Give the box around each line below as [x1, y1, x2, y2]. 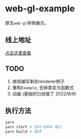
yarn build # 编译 [5, 129, 41, 134]
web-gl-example [5, 3, 75, 14]
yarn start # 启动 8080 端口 [5, 125, 62, 130]
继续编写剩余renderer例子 [12, 78, 65, 84]
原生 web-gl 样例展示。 [5, 20, 49, 26]
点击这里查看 [5, 50, 31, 56]
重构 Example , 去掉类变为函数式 [12, 85, 74, 91]
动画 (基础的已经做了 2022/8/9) [12, 91, 77, 96]
